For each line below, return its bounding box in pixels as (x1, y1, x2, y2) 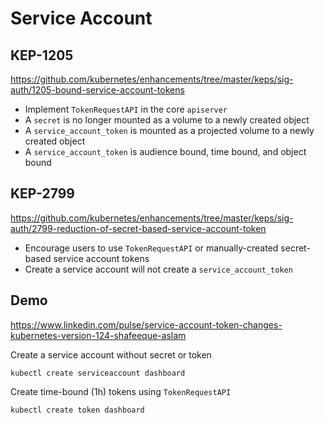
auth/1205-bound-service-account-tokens (10, 84, 185, 96)
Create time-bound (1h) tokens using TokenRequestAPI (10, 385, 232, 397)
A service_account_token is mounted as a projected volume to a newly (24, 125, 315, 136)
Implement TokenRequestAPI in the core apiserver (24, 103, 228, 115)
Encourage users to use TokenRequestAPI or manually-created (24, 242, 279, 254)
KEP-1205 (10, 47, 74, 64)
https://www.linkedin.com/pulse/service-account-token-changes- (10, 318, 283, 331)
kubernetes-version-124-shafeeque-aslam (10, 329, 187, 341)
